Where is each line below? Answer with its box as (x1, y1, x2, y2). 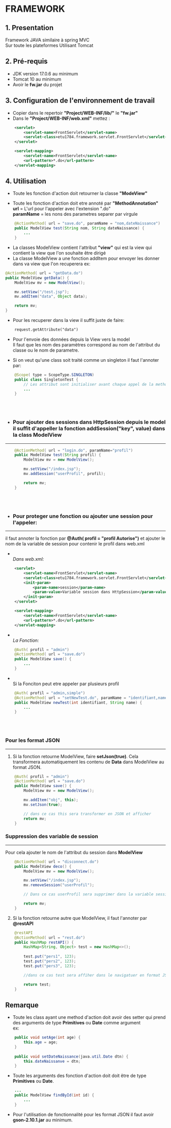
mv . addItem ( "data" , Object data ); (14, 294, 88, 299)
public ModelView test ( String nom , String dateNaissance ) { (14, 225, 145, 231)
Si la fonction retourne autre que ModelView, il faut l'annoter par (12, 915, 148, 921)
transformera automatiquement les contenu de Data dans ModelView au (12, 759, 164, 765)
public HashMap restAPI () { (14, 940, 74, 945)
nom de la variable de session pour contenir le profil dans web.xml (5, 541, 145, 547)
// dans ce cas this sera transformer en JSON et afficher (23, 811, 152, 816)
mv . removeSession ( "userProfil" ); (23, 883, 95, 888)
